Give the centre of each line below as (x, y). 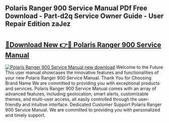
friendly (13, 104)
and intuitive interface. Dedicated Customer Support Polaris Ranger (92, 104)
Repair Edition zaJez (38, 24)
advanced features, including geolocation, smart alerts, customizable (77, 94)
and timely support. (25, 115)
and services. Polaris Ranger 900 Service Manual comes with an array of (81, 88)
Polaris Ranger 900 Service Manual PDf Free (76, 8)
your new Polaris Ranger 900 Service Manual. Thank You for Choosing (78, 78)
